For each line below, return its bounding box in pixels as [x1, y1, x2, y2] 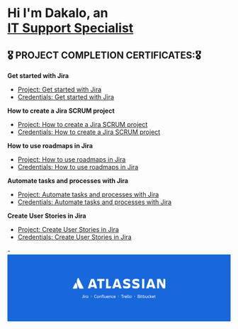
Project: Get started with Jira [17, 85, 102, 94]
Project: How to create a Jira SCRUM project [17, 121, 148, 128]
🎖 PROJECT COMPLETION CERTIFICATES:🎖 [7, 49, 202, 61]
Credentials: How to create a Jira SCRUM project [17, 128, 161, 136]
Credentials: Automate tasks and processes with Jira [17, 198, 172, 206]
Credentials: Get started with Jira [17, 93, 115, 101]
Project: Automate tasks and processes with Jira [17, 190, 159, 199]
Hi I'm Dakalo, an [7, 5, 108, 21]
